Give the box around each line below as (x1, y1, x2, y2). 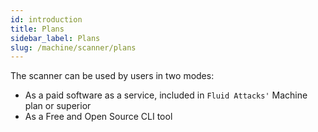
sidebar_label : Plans (10, 33, 101, 43)
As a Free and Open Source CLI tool (24, 111, 173, 123)
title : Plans (10, 24, 65, 34)
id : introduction (10, 14, 83, 25)
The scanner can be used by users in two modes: (10, 70, 215, 82)
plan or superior (24, 100, 92, 112)
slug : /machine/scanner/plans (10, 42, 137, 53)
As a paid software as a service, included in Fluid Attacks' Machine (24, 89, 308, 101)
